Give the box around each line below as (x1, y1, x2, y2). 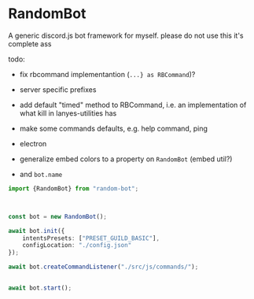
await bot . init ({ (8, 227, 65, 234)
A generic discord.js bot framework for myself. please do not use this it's (8, 31, 244, 40)
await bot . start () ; (8, 284, 72, 292)
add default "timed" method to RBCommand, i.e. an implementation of (19, 100, 247, 109)
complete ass (8, 39, 52, 48)
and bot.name (19, 169, 63, 179)
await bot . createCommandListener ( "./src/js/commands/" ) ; (8, 263, 199, 271)
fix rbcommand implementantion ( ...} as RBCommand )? (19, 69, 196, 79)
